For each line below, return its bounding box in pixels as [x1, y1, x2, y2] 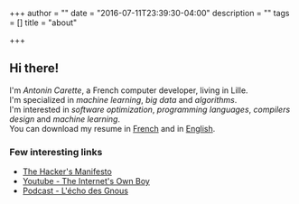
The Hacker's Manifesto [22, 166, 113, 177]
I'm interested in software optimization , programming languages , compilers [9, 104, 291, 115]
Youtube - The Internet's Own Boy [22, 176, 151, 187]
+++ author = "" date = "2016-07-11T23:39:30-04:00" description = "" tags [9, 8, 291, 18]
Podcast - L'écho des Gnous [22, 185, 129, 197]
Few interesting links [9, 145, 103, 158]
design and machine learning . [9, 113, 120, 125]
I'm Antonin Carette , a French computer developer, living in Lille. [9, 85, 248, 96]
